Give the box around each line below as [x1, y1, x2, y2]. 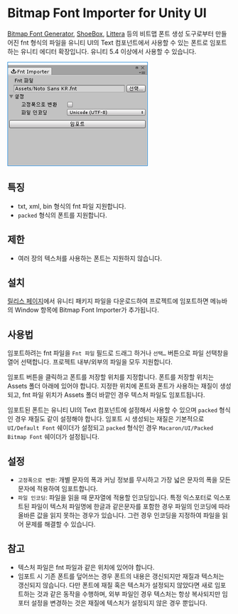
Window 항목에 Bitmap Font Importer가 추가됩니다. [14, 306, 160, 314]
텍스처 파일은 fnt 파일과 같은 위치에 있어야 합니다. [17, 563, 155, 571]
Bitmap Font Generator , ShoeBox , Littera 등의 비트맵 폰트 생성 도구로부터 [7, 29, 215, 38]
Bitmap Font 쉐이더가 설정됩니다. [7, 433, 99, 441]
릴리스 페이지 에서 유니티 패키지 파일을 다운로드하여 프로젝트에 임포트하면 [7, 297, 209, 305]
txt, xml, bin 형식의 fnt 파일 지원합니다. [17, 201, 126, 211]
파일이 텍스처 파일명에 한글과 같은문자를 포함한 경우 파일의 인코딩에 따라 [31, 502, 231, 510]
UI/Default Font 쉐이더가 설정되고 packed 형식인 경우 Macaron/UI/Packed [7, 423, 214, 432]
